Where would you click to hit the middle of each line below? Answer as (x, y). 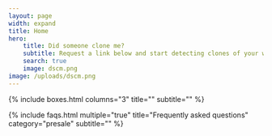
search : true (45, 62)
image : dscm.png (51, 69)
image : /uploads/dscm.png (52, 76)
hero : (17, 38)
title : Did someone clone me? (74, 46)
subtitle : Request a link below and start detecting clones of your (141, 53)
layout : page (30, 16)
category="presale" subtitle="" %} (66, 123)
